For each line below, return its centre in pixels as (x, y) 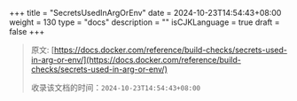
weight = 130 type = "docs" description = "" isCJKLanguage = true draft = (145, 22)
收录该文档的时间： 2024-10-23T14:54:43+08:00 (116, 87)
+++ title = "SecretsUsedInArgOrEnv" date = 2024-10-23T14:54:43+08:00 (145, 13)
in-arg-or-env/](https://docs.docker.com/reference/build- (136, 60)
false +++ (27, 31)
